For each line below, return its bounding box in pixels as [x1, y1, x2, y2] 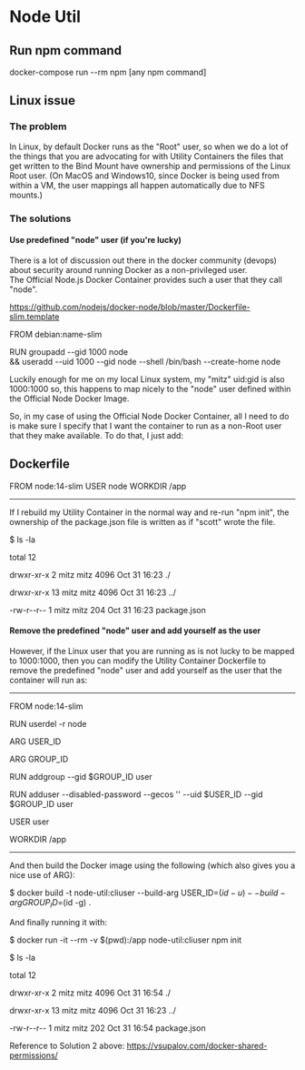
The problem [9, 120, 67, 133]
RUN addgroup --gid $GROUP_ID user [9, 771, 152, 782]
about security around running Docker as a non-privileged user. [9, 264, 248, 275]
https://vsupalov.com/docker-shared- [126, 1040, 268, 1051]
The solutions [9, 212, 72, 225]
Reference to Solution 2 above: [9, 1040, 125, 1051]
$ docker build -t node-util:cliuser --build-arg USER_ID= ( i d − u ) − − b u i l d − [9, 887, 286, 898]
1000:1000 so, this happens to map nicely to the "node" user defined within [9, 383, 291, 394]
